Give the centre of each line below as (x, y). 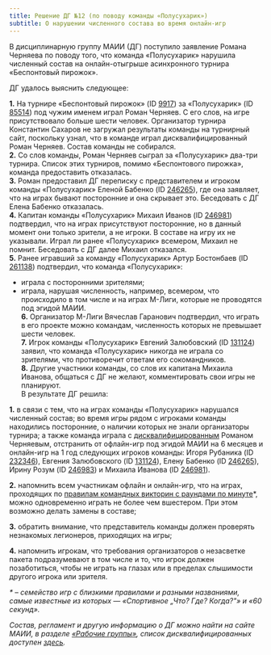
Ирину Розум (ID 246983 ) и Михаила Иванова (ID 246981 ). (110, 469)
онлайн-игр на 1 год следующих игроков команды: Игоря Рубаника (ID (131, 452)
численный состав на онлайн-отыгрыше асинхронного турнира (119, 63)
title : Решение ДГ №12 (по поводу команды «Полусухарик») (108, 16)
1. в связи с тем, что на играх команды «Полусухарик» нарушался (124, 409)
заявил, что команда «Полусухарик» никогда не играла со (122, 351)
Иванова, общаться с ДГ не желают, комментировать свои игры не (138, 376)
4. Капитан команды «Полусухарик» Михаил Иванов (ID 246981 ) (121, 215)
